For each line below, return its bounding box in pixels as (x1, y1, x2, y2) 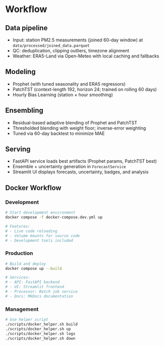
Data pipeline (5, 24, 48, 32)
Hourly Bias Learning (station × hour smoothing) (12, 92, 113, 98)
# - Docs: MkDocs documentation (5, 294, 73, 299)
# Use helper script (5, 317, 49, 322)
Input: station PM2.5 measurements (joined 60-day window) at (12, 37, 143, 43)
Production (5, 250, 33, 257)
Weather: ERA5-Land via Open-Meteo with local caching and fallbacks (12, 53, 159, 59)
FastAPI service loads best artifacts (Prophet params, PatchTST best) (12, 158, 157, 164)
